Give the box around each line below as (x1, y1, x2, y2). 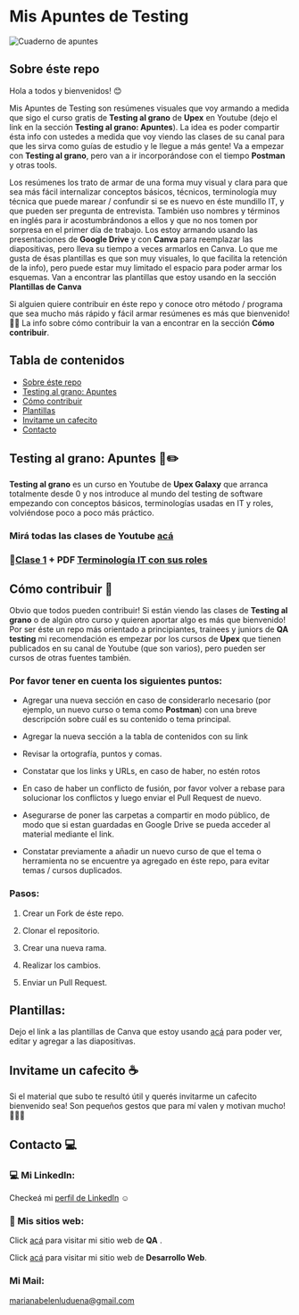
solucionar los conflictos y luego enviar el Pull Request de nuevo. (21, 793, 262, 803)
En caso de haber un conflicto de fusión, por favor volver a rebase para (21, 783, 286, 794)
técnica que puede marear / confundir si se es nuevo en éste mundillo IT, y (9, 196, 285, 206)
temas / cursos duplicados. (21, 865, 123, 876)
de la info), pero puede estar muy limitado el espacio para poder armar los (9, 262, 283, 273)
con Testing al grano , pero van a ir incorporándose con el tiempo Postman (9, 150, 286, 161)
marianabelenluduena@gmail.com (9, 1294, 135, 1305)
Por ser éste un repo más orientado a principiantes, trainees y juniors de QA (9, 624, 288, 635)
